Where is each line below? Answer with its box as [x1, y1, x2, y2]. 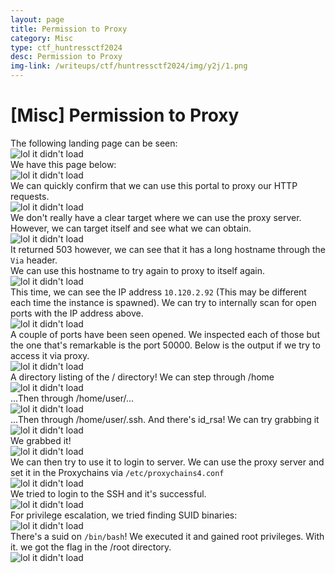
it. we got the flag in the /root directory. [10, 541, 172, 553]
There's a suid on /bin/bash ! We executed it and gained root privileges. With [10, 530, 325, 542]
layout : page [10, 14, 65, 25]
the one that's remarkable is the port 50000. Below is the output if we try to [10, 339, 321, 351]
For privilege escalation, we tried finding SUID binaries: [10, 509, 238, 521]
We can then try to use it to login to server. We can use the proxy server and [10, 456, 325, 468]
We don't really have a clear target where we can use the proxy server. [10, 211, 302, 223]
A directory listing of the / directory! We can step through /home [10, 371, 275, 383]
